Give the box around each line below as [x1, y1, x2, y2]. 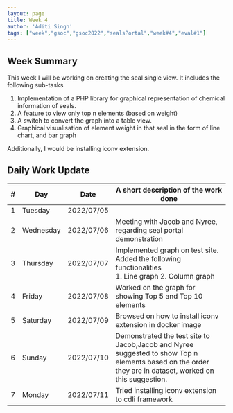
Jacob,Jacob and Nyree [115, 340, 194, 349]
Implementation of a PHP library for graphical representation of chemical [17, 94, 225, 103]
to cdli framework [115, 394, 173, 404]
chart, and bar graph [17, 131, 76, 139]
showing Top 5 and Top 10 [115, 291, 203, 301]
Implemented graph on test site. [115, 245, 219, 255]
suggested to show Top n [115, 348, 198, 358]
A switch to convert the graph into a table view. [17, 116, 153, 125]
